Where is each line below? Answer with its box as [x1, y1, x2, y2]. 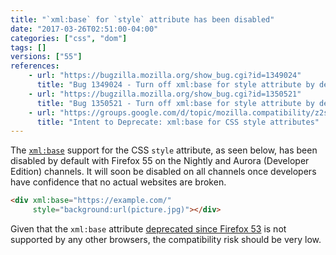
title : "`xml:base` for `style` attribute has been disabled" [10, 14, 275, 25]
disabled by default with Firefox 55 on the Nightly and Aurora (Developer [10, 155, 310, 167]
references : [10, 61, 60, 71]
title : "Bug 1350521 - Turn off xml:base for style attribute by [36, 98, 315, 108]
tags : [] [10, 42, 47, 53]
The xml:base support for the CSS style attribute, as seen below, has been [10, 144, 318, 156]
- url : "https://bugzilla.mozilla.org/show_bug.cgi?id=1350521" [28, 89, 302, 99]
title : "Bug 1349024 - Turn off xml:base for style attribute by [36, 80, 315, 90]
